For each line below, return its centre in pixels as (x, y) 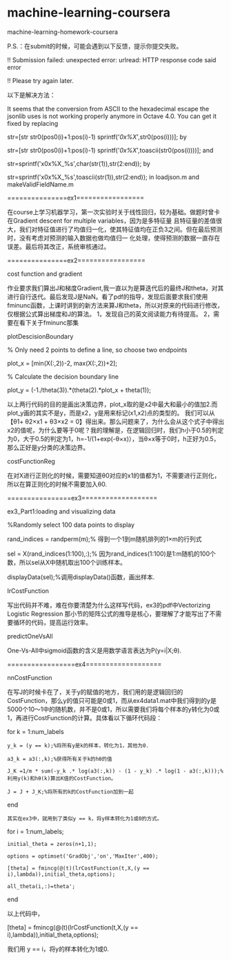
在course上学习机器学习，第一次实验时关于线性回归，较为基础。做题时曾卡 (114, 211)
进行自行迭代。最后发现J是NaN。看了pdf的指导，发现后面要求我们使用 (108, 297)
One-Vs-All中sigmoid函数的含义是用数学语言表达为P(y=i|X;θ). (94, 650)
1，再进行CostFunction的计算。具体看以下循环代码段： (85, 717)
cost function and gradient (45, 274)
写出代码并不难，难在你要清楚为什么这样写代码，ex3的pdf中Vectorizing (109, 605)
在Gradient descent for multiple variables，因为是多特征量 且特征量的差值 (111, 220)
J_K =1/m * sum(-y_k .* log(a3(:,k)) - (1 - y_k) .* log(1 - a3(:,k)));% (115, 771)
